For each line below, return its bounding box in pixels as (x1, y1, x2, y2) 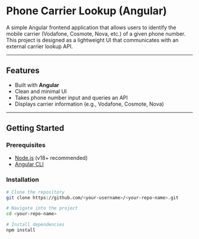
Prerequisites (6, 141, 46, 149)
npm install (6, 227, 36, 233)
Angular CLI (14, 161, 44, 168)
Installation (6, 175, 40, 184)
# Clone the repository (6, 189, 65, 195)
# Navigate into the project (6, 205, 78, 212)
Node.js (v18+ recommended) (14, 155, 88, 162)
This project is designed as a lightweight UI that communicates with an (6, 36, 179, 43)
